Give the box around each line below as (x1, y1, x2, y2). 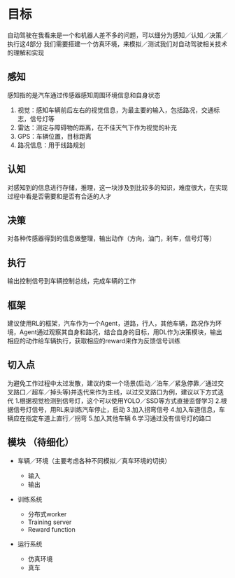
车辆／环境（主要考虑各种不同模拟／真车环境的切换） (17, 456, 171, 465)
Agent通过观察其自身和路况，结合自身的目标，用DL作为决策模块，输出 (19, 328, 222, 336)
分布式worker (27, 509, 67, 518)
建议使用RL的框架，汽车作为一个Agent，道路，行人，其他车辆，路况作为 (7, 319, 216, 327)
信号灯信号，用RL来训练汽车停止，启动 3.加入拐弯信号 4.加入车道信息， (13, 405, 219, 413)
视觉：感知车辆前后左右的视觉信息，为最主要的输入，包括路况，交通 (17, 106, 214, 114)
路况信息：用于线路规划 (17, 141, 85, 149)
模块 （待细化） (7, 436, 74, 448)
